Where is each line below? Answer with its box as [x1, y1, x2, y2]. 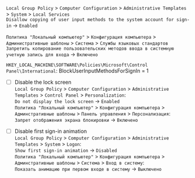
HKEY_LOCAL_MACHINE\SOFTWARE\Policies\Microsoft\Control [6, 62, 148, 68]
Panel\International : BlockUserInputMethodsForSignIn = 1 [6, 67, 149, 74]
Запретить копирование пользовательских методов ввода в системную [6, 46, 175, 52]
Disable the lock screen [14, 78, 71, 85]
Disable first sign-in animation [14, 128, 87, 135]
